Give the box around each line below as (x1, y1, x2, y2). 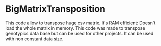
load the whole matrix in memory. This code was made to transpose (5, 25, 145, 31)
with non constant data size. (5, 36, 64, 42)
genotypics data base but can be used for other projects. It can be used (5, 30, 154, 36)
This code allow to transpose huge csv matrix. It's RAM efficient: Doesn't (5, 20, 156, 26)
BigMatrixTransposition (5, 3, 105, 15)
